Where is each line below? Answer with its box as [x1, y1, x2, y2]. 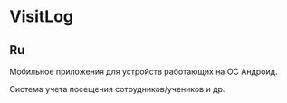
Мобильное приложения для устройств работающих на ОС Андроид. [9, 66, 278, 77]
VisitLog [9, 6, 74, 27]
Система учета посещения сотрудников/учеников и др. [9, 84, 225, 94]
